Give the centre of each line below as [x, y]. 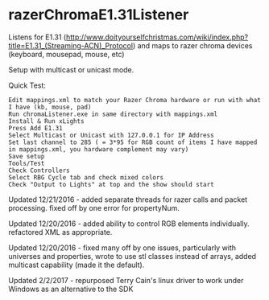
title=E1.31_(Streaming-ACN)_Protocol [71, 45]
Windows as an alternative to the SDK [71, 289]
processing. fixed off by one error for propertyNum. [94, 208]
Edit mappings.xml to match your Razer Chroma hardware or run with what [135, 100]
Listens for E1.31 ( [37, 37]
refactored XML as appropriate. [60, 232]
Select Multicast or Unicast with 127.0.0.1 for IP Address [112, 135]
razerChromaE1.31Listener [99, 15]
